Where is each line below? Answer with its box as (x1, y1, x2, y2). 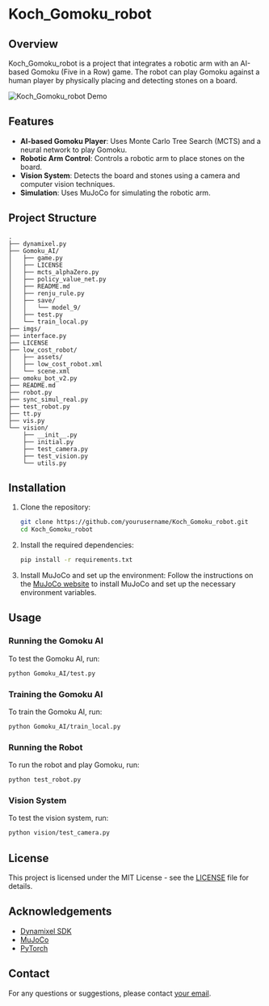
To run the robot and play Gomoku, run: (8, 760, 140, 770)
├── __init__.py (23, 430, 78, 439)
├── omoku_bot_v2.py (8, 374, 78, 383)
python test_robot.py (8, 776, 82, 784)
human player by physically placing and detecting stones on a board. (8, 76, 238, 85)
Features (8, 115, 54, 129)
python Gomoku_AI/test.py (8, 669, 95, 678)
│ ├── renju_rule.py (8, 289, 85, 298)
